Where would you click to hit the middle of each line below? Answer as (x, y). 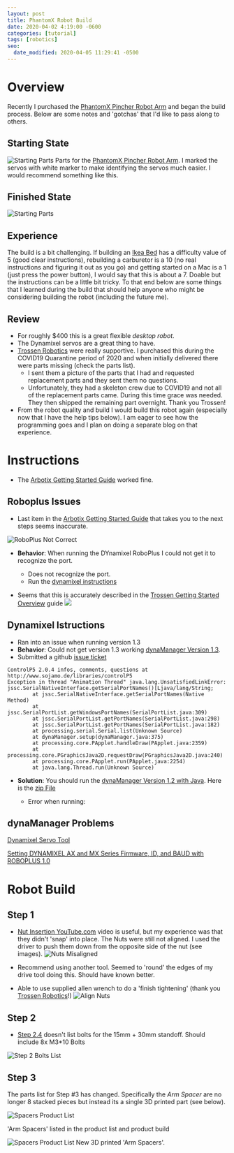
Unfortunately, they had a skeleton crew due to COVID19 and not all (125, 388)
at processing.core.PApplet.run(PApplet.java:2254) (109, 761)
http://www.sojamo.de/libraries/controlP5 (70, 676)
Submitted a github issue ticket (62, 656)
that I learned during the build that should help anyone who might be (106, 290)
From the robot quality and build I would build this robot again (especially (122, 410)
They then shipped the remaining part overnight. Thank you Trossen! (127, 403)
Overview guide (40, 603)
